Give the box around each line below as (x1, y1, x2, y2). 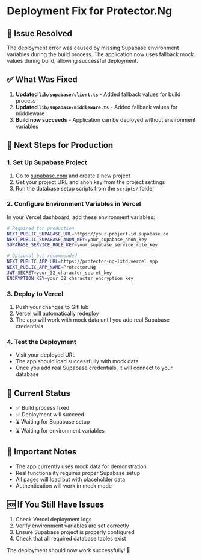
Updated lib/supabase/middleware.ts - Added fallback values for (15, 103, 178, 110)
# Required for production (7, 225, 75, 231)
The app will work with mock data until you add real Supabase (15, 316, 170, 323)
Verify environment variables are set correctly (15, 522, 129, 529)
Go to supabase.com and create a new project (15, 172, 131, 179)
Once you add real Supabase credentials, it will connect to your (15, 364, 173, 372)
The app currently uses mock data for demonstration (15, 463, 147, 470)
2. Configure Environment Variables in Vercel (7, 200, 141, 208)
